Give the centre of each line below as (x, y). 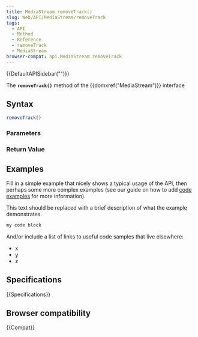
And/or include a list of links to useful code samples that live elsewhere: (95, 236)
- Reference (27, 40)
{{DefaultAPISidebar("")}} (38, 73)
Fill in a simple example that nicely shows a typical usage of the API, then (97, 183)
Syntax (20, 104)
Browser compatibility (49, 313)
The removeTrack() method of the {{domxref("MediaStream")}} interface (95, 85)
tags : (13, 23)
